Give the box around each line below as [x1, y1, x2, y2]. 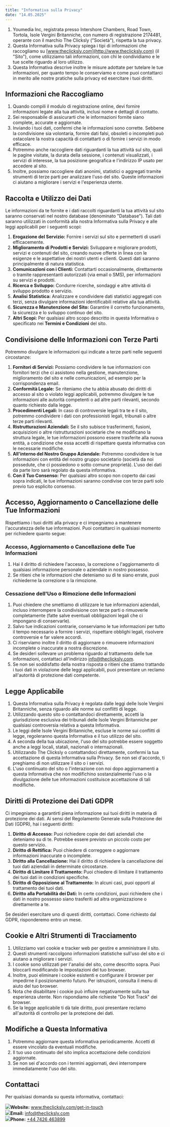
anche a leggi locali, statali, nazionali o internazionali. [12, 744, 124, 750]
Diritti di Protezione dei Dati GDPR [5, 796, 114, 805]
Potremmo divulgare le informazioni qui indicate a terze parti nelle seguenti [5, 348, 162, 355]
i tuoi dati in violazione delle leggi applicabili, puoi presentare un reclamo [12, 667, 165, 673]
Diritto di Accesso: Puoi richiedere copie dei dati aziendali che [12, 831, 144, 837]
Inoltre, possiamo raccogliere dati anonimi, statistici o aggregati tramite [12, 168, 161, 174]
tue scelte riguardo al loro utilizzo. [12, 59, 84, 65]
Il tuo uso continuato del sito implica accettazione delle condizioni [12, 1049, 151, 1055]
